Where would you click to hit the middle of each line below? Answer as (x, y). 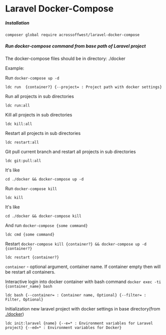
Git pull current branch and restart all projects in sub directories (70, 152)
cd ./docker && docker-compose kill (43, 216)
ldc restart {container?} (32, 257)
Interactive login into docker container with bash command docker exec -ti (83, 282)
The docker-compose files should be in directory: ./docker (65, 58)
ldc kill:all (19, 124)
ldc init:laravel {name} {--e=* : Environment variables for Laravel (79, 323)
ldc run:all (17, 105)
